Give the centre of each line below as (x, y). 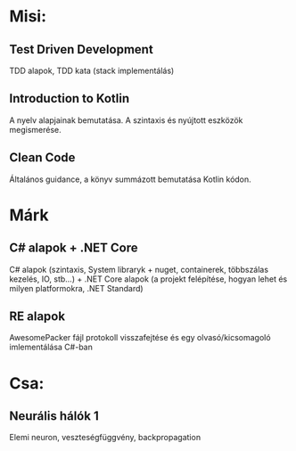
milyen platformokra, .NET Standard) (77, 288)
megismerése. (36, 129)
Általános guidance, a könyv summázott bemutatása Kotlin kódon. (130, 179)
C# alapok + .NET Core (74, 248)
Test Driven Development (81, 49)
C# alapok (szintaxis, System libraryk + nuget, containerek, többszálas (139, 269)
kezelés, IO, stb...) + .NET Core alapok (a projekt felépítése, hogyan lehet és (148, 279)
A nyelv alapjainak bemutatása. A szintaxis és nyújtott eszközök (126, 120)
